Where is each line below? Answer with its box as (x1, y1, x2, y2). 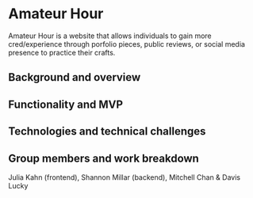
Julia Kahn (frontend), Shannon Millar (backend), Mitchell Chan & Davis (8, 172, 240, 182)
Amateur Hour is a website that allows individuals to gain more (8, 31, 212, 40)
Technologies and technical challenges (8, 124, 206, 139)
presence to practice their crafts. (8, 48, 116, 57)
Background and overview (8, 70, 141, 84)
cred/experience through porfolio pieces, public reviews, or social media (8, 39, 246, 48)
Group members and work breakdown (8, 151, 200, 165)
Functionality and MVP (8, 97, 124, 111)
